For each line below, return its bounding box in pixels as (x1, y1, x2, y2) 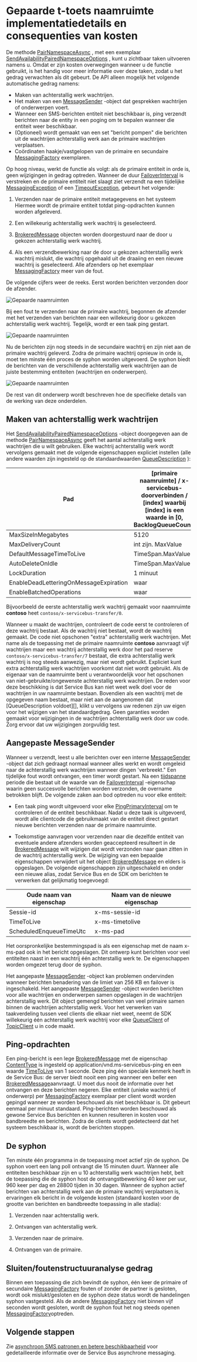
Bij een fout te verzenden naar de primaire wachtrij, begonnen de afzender (6, 308, 186, 315)
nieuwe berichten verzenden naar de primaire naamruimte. (14, 821, 157, 828)
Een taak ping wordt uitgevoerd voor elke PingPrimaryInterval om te (14, 802, 178, 809)
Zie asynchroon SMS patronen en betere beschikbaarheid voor (6, 1343, 158, 1350)
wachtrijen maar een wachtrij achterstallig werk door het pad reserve (6, 646, 173, 653)
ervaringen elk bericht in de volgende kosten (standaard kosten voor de (6, 1194, 179, 1201)
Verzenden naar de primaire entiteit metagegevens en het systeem (14, 196, 176, 203)
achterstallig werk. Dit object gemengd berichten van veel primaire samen (6, 997, 185, 1004)
